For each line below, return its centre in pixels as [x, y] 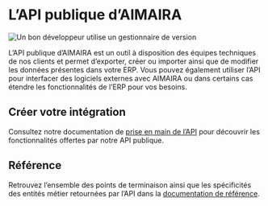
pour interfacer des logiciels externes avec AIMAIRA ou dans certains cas [131, 78]
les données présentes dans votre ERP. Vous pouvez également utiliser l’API [134, 69]
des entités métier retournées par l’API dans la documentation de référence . [134, 193]
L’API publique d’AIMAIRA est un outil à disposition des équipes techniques [132, 52]
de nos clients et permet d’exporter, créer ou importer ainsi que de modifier [134, 61]
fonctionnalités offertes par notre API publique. [86, 140]
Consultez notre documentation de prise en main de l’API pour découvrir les [134, 131]
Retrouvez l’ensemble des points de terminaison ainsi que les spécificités [130, 185]
